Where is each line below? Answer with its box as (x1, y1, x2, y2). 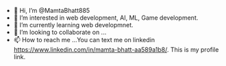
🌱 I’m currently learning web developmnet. (13, 21, 134, 29)
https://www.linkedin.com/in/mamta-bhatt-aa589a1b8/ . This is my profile (13, 46, 219, 54)
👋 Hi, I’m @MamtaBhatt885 (13, 7, 90, 14)
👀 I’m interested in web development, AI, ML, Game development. (13, 14, 199, 22)
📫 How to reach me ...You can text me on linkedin (13, 36, 155, 44)
